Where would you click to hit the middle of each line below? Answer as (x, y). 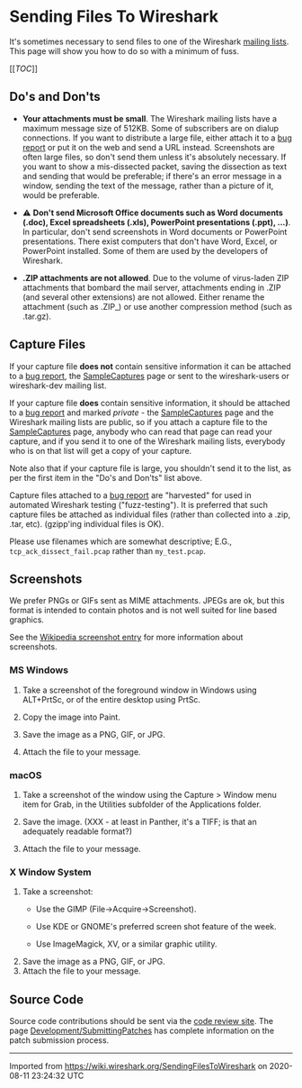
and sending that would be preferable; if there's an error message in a (152, 176)
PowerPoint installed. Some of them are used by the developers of (145, 250)
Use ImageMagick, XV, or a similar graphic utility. (126, 944)
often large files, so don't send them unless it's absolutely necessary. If (154, 157)
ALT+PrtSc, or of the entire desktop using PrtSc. (111, 699)
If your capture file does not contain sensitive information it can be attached (151, 366)
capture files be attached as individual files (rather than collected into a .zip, (150, 514)
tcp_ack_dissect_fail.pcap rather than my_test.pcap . (108, 550)
